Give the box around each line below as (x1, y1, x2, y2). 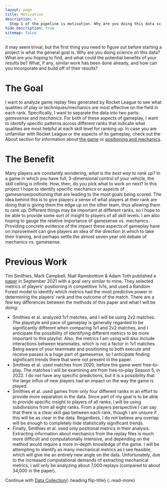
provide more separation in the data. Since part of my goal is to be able (12, 393, 158, 399)
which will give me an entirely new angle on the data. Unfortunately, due (12, 452, 161, 458)
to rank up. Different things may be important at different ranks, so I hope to (5, 207, 160, 213)
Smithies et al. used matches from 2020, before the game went (12, 362, 142, 367)
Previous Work (5, 256, 68, 268)
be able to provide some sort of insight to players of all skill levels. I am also (5, 212, 160, 218)
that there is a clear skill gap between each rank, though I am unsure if (12, 409, 157, 415)
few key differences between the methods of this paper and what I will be (5, 299, 156, 305)
